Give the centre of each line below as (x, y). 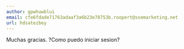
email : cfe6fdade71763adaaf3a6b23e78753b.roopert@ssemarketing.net (92, 17)
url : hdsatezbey (26, 23)
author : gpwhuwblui (31, 12)
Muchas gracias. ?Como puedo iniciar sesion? (63, 40)
